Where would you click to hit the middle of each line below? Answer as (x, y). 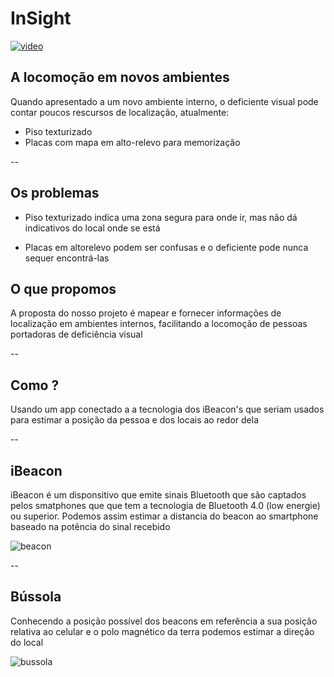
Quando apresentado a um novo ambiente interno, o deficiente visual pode (164, 101)
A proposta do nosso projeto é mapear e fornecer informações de (146, 313)
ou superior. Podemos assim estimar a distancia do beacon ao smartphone (164, 516)
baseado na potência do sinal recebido (90, 526)
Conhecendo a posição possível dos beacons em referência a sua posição (164, 621)
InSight (41, 18)
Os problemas (55, 193)
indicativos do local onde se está (92, 228)
